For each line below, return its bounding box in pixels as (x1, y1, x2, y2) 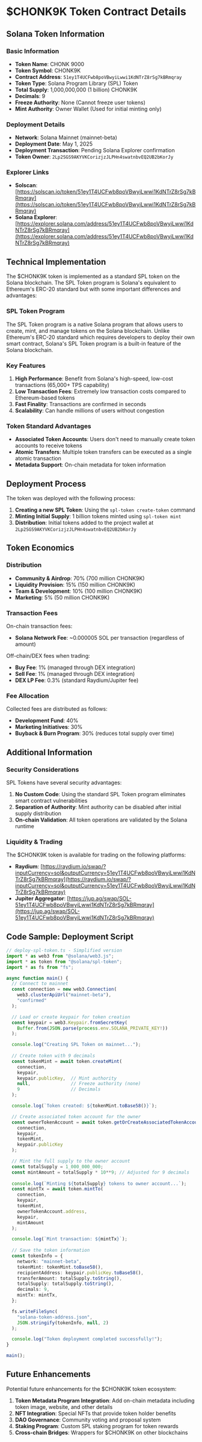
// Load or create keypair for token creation (11, 1013, 130, 1020)
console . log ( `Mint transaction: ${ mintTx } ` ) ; (11, 1236, 128, 1242)
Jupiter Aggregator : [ (14, 895, 69, 902)
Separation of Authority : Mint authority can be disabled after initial (14, 803, 182, 811)
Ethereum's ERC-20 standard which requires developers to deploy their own (6, 333, 195, 341)
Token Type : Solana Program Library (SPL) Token (14, 79, 138, 87)
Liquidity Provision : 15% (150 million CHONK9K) (14, 581, 135, 588)
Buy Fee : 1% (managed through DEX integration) (14, 664, 136, 671)
